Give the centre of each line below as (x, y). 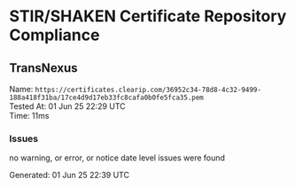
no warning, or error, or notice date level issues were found (117, 158)
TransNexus (43, 68)
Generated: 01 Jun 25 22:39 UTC (70, 175)
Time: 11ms (29, 116)
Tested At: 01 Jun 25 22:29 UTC (67, 106)
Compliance (54, 35)
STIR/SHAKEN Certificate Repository (148, 16)
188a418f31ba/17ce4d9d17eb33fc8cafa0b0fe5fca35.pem (106, 97)
